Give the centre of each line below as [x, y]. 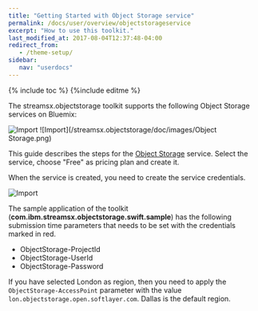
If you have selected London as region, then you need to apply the [117, 281]
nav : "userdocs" [46, 68]
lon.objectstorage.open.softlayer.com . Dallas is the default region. [120, 298]
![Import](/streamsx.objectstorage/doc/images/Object [128, 129]
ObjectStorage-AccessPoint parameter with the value [95, 290]
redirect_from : [34, 45]
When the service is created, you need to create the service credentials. [127, 177]
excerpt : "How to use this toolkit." [71, 30]
